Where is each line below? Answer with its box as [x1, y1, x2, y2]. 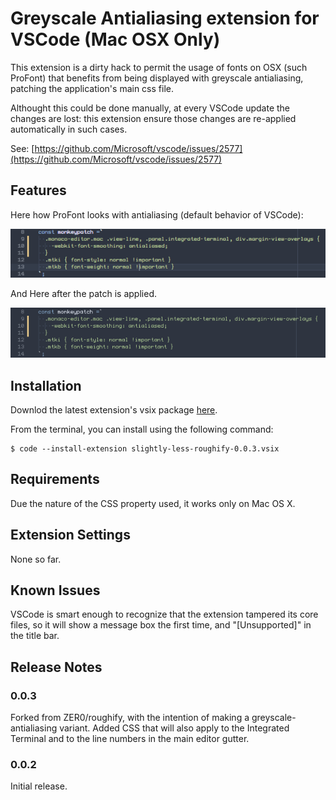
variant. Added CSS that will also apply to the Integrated [59, 722, 290, 734]
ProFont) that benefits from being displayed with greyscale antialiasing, [10, 72, 304, 84]
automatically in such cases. [10, 123, 128, 135]
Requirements [10, 471, 100, 488]
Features [10, 182, 67, 199]
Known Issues [10, 582, 101, 599]
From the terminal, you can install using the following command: [10, 423, 274, 435]
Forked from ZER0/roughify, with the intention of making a [10, 712, 250, 724]
